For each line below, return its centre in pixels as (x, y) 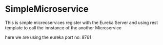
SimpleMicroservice (47, 9)
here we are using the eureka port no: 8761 (48, 37)
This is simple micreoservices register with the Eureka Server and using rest (81, 22)
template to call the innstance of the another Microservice (63, 27)
